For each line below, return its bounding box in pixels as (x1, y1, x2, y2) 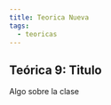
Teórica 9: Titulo (9, 62, 102, 77)
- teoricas (17, 29, 58, 38)
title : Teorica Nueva (9, 12, 90, 22)
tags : (9, 21, 29, 30)
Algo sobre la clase (9, 86, 80, 97)
